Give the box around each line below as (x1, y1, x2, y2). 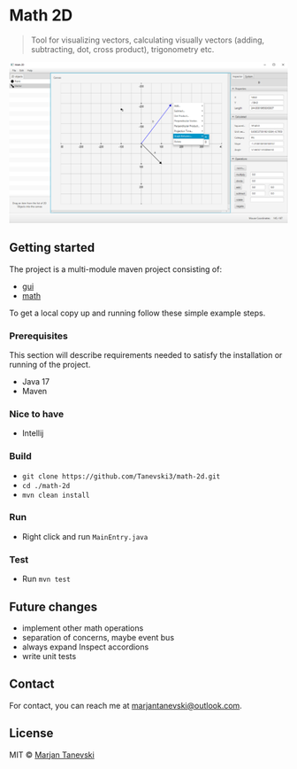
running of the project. (9, 359, 91, 369)
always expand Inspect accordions (21, 641, 149, 652)
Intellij (21, 428, 44, 439)
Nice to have (9, 408, 65, 420)
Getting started (9, 240, 95, 255)
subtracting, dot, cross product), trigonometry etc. (30, 43, 215, 54)
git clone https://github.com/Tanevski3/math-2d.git (21, 471, 221, 481)
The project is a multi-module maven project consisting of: (9, 263, 223, 275)
